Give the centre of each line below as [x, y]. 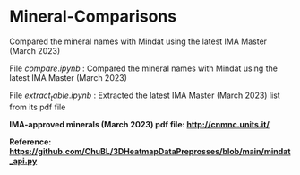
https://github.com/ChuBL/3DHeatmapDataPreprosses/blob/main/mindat [150, 151]
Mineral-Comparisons [93, 17]
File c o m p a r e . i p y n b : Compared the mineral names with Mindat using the [143, 68]
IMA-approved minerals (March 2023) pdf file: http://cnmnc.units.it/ [140, 124]
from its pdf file [38, 107]
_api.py [23, 161]
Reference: [30, 142]
